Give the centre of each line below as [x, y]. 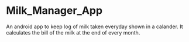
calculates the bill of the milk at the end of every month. [73, 32]
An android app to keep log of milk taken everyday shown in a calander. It [94, 26]
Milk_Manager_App [54, 11]
